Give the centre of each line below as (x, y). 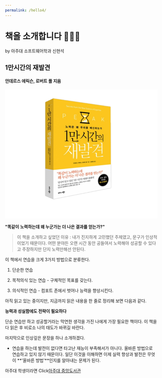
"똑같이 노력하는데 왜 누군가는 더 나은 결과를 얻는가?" (55, 227)
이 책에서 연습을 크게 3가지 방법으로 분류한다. (48, 259)
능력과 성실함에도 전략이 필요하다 (36, 311)
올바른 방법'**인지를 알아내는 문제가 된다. (61, 361)
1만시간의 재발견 (28, 67)
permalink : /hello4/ (26, 10)
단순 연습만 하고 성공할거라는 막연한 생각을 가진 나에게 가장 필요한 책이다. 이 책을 (81, 322)
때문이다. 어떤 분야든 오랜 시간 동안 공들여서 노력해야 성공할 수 (88, 243)
